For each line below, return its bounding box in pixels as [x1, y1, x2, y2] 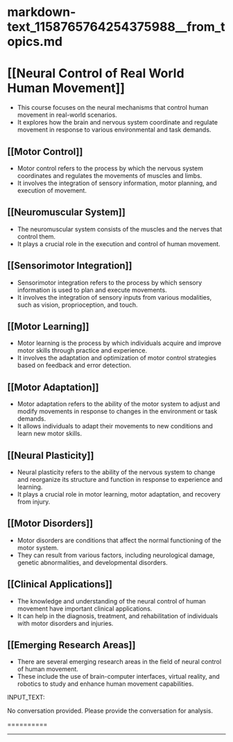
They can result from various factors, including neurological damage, [17, 551, 215, 559]
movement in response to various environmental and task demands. [17, 126, 212, 134]
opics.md [7, 34, 63, 49]
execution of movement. [17, 186, 87, 195]
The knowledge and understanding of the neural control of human [17, 597, 206, 605]
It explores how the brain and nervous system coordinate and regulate [17, 118, 218, 127]
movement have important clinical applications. [17, 604, 153, 613]
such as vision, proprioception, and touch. [17, 300, 138, 309]
